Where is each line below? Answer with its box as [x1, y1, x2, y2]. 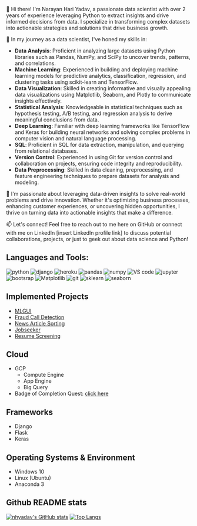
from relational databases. [14, 147, 78, 154]
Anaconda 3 [14, 481, 45, 488]
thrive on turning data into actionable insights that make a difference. [6, 209, 173, 216]
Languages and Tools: [6, 252, 89, 262]
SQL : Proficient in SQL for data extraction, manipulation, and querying [14, 142, 184, 148]
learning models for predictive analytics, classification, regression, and [14, 73, 186, 79]
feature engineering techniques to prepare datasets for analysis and [14, 173, 180, 179]
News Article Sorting [14, 320, 65, 327]
